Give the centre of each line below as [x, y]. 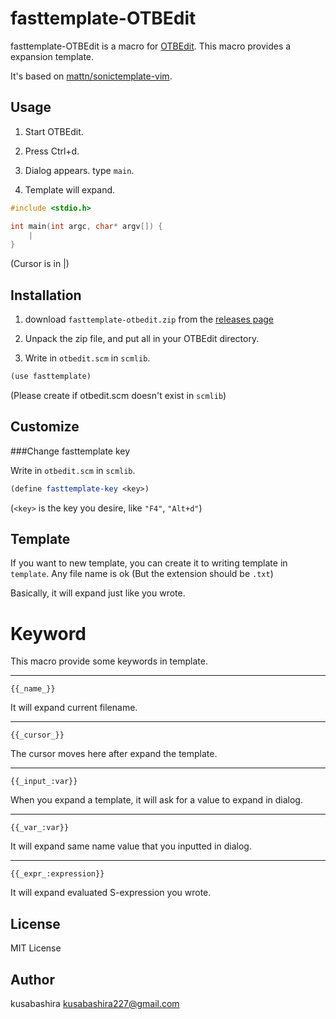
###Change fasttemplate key [70, 451]
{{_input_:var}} [44, 782]
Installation [46, 295]
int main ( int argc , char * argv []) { [86, 226]
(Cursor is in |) [40, 264]
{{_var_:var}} [40, 828]
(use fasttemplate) [51, 377]
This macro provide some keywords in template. [109, 661]
